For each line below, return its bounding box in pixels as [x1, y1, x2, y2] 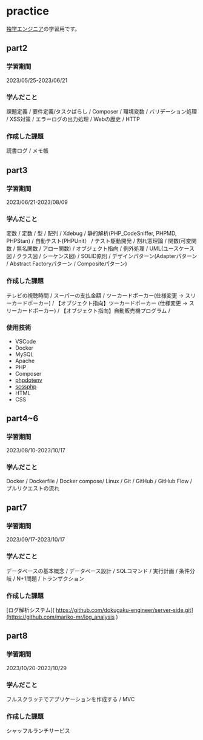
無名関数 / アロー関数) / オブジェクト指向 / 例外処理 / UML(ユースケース [16, 245, 195, 253]
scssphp [15, 382, 37, 390]
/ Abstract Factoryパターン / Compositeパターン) [6, 260, 127, 268]
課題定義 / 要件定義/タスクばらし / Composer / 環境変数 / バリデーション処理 [6, 107, 198, 115]
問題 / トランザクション [26, 575, 85, 582]
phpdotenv [15, 376, 42, 384]
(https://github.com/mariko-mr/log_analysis [6, 613, 115, 620]
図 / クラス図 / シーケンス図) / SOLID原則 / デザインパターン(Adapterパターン [6, 253, 198, 260]
